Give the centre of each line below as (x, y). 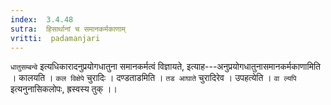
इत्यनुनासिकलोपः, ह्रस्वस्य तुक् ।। (64, 89)
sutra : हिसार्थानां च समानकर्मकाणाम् (68, 29)
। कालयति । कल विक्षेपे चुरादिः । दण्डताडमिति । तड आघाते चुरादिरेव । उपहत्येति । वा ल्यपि (153, 78)
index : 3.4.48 (42, 19)
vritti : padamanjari (55, 38)
